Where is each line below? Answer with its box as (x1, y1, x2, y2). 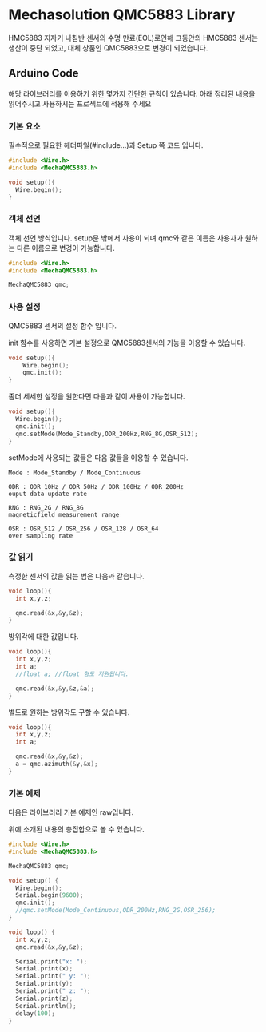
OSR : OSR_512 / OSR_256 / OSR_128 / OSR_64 (8, 525, 159, 533)
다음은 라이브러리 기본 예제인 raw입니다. (8, 808, 134, 817)
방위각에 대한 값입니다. (8, 632, 79, 641)
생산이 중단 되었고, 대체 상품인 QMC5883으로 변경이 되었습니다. (8, 42, 208, 53)
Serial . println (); (15, 1002, 77, 1010)
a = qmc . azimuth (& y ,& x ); (15, 760, 98, 768)
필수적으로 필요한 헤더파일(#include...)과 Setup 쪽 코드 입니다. (8, 141, 204, 150)
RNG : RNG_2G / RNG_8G (8, 503, 84, 512)
